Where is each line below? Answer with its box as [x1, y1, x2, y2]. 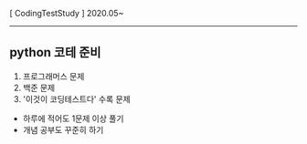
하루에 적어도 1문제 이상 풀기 [22, 113, 124, 124]
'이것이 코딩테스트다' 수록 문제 [22, 93, 131, 104]
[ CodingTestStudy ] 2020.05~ [9, 8, 124, 18]
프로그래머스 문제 [22, 70, 85, 81]
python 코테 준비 [9, 45, 101, 60]
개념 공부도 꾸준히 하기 [22, 124, 104, 135]
